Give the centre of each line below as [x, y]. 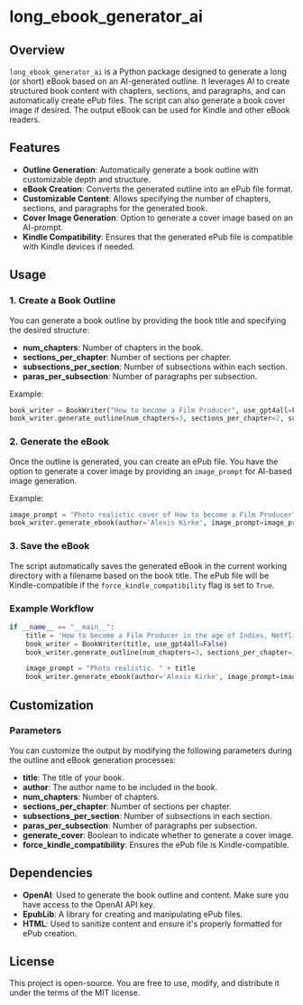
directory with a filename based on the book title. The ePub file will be [139, 575]
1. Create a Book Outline [63, 301]
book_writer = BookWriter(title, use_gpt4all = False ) [127, 644]
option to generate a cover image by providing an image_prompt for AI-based [151, 470]
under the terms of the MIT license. [75, 993]
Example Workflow [52, 609]
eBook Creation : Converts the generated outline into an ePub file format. [157, 189]
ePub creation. [50, 933]
